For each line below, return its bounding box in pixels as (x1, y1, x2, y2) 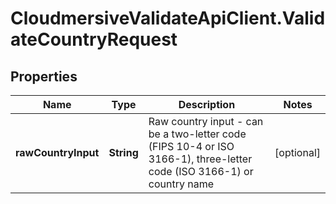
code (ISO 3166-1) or (148, 165, 254, 178)
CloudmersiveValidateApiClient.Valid (10, 7, 326, 30)
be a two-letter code (148, 127, 247, 141)
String (108, 146, 139, 159)
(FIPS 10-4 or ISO (148, 140, 235, 153)
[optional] (274, 146, 321, 159)
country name (148, 177, 214, 191)
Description (178, 98, 236, 111)
